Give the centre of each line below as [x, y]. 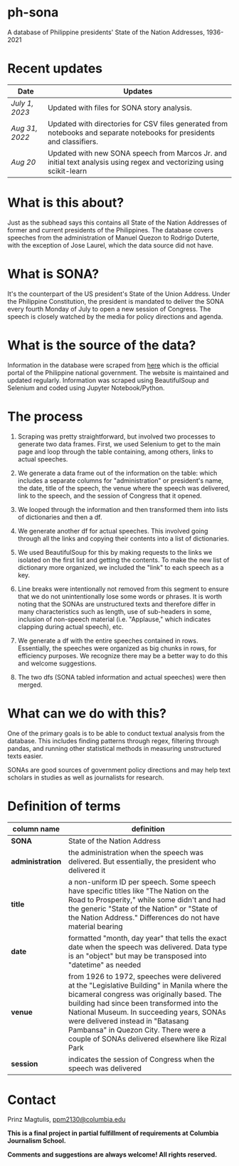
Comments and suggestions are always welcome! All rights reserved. [112, 1155]
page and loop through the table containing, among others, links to [115, 451]
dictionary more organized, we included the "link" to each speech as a [121, 567]
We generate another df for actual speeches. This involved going [113, 531]
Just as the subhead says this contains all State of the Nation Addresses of [117, 223]
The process [45, 416]
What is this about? [66, 203]
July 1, [22, 103]
